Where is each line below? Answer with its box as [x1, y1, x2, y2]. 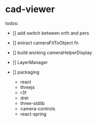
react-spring [20, 111, 47, 117]
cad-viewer [5, 4, 55, 15]
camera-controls [20, 105, 56, 111]
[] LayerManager [12, 59, 48, 65]
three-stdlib [20, 100, 45, 106]
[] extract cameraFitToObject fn [12, 39, 79, 46]
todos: [5, 20, 19, 26]
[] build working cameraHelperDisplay [12, 49, 92, 55]
